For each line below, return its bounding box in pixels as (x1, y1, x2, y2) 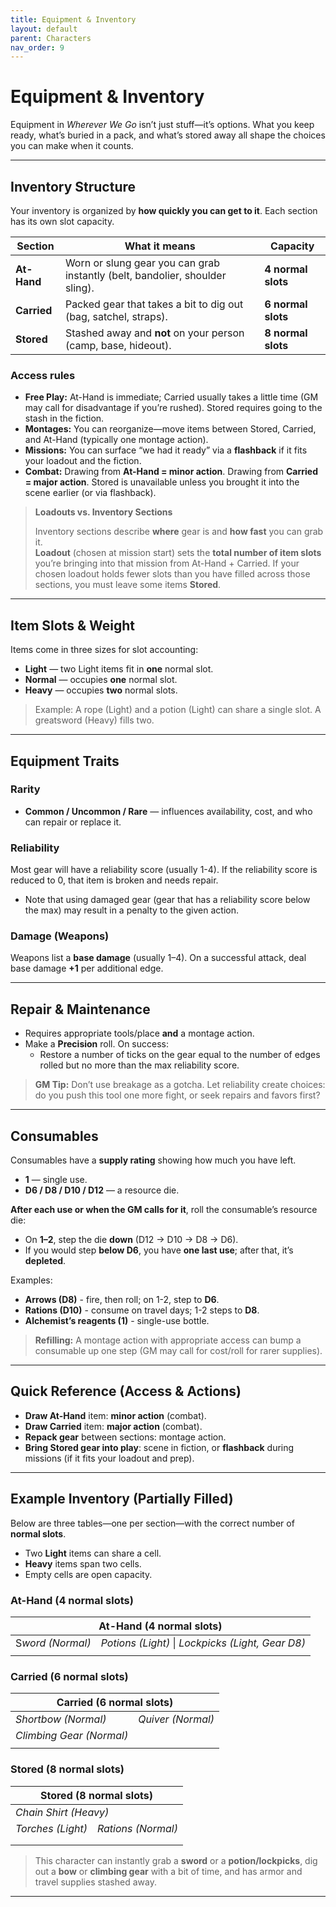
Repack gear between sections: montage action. (24, 1431, 227, 1443)
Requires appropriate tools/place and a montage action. (24, 1027, 255, 1040)
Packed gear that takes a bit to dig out (64, 297, 244, 311)
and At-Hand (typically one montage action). (24, 434, 209, 446)
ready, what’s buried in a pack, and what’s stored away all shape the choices (10, 129, 326, 141)
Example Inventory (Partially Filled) (10, 1491, 234, 1508)
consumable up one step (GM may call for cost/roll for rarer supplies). (34, 1345, 323, 1357)
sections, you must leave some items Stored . (34, 579, 222, 591)
